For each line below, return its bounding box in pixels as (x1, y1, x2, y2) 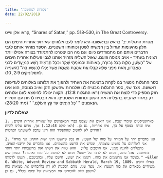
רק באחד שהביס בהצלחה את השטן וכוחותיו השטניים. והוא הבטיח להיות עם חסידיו (5, 94, 154, 100)
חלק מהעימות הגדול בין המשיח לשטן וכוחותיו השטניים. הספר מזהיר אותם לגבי (5, 44, 147, 50)
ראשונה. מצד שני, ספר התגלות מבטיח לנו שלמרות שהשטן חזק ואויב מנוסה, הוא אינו (5, 84, 157, 90)
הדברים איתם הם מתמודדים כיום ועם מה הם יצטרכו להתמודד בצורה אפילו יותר (5, 49, 148, 55)
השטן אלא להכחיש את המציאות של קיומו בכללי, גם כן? (5, 168, 96, 173)
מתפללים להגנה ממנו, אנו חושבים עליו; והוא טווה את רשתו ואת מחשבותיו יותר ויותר (5, 145, 144, 151)
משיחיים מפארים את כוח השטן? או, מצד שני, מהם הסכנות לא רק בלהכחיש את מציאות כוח (5, 164, 155, 169)
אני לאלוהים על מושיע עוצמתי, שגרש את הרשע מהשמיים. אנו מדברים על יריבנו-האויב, (5, 141, 147, 146)
